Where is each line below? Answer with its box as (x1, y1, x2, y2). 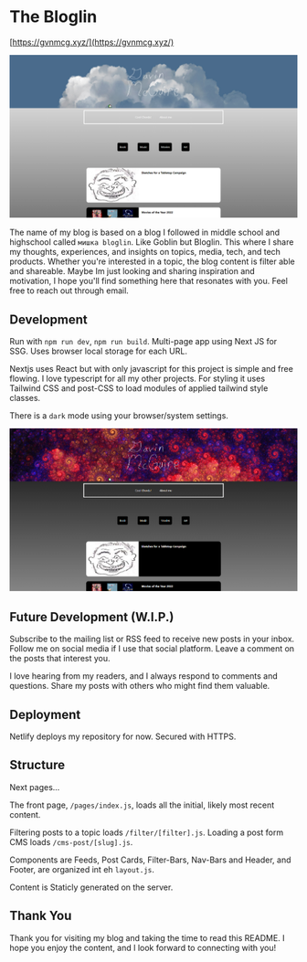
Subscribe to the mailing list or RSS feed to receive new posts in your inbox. (9, 633, 295, 645)
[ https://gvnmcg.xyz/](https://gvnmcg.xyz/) (9, 37, 175, 48)
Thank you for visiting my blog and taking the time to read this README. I (9, 932, 285, 943)
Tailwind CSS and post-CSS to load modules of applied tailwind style (9, 383, 269, 394)
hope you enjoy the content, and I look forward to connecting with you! (9, 942, 277, 953)
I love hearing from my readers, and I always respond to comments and (9, 671, 279, 682)
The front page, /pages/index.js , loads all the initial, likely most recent (9, 799, 275, 810)
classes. (9, 393, 41, 404)
